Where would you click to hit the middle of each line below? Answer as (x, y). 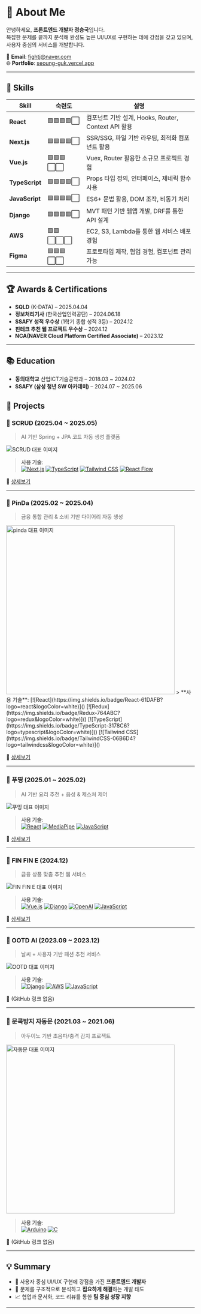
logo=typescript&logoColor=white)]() (52, 732)
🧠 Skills (20, 88)
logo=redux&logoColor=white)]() (46, 719)
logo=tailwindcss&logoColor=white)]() (53, 745)
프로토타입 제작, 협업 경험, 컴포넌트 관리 (139, 252)
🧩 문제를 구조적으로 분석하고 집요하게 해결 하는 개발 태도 (80, 1289)
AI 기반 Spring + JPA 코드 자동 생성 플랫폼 (71, 437)
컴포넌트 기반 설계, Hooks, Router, (132, 118)
